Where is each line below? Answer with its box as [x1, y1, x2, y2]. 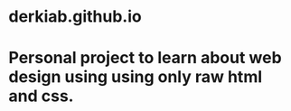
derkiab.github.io [8, 6, 142, 27]
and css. [8, 86, 74, 106]
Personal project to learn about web [8, 48, 282, 69]
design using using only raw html [8, 67, 263, 88]
